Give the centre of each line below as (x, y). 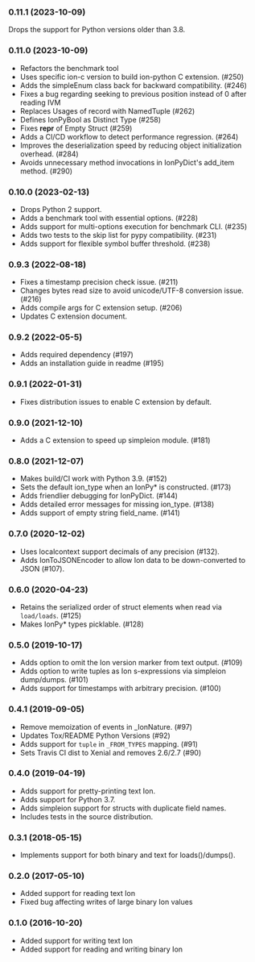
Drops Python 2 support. (61, 209)
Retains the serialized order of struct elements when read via (121, 606)
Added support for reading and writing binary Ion (101, 949)
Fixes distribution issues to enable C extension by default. (115, 402)
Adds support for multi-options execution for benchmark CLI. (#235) (134, 226)
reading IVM (40, 102)
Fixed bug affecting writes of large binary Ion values (106, 902)
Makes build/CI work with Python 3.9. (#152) (93, 479)
